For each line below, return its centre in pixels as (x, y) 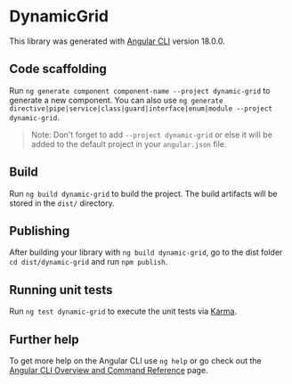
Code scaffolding (58, 69)
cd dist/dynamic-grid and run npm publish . (89, 262)
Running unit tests (61, 290)
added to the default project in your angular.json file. (129, 143)
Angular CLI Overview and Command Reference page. (109, 370)
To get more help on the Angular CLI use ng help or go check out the (135, 361)
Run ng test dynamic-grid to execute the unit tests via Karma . (123, 311)
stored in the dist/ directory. (62, 203)
